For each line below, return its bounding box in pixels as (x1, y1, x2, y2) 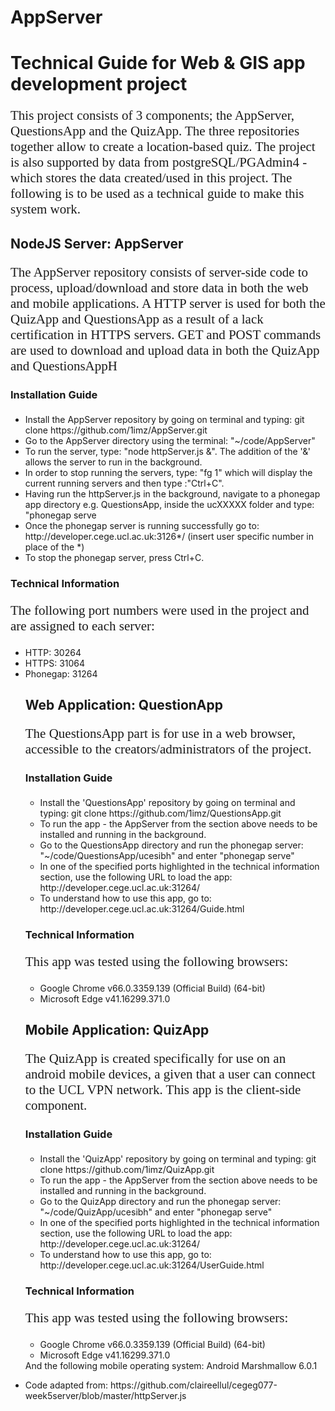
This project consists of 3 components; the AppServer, (10, 107, 295, 124)
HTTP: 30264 (24, 646, 82, 658)
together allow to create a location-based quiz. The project (10, 139, 316, 155)
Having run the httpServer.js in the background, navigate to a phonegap (24, 487, 321, 500)
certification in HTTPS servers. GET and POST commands (10, 326, 322, 343)
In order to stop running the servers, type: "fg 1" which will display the (24, 466, 313, 478)
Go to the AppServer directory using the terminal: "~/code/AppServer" (24, 434, 316, 446)
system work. (10, 201, 81, 218)
